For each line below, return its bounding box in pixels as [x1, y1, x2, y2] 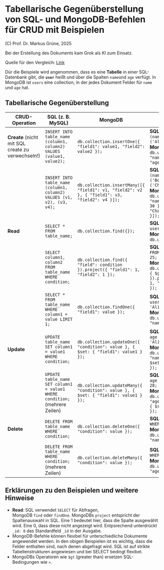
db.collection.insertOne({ [77, 139, 140, 144]
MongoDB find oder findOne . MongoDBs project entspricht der [12, 512, 140, 518]
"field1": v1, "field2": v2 [77, 187, 143, 193]
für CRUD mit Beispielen [5, 25, 105, 35]
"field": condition [77, 262, 123, 268]
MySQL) [49, 119, 69, 126]
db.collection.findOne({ [77, 304, 135, 310]
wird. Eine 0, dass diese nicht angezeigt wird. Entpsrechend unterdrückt [12, 522, 157, 528]
